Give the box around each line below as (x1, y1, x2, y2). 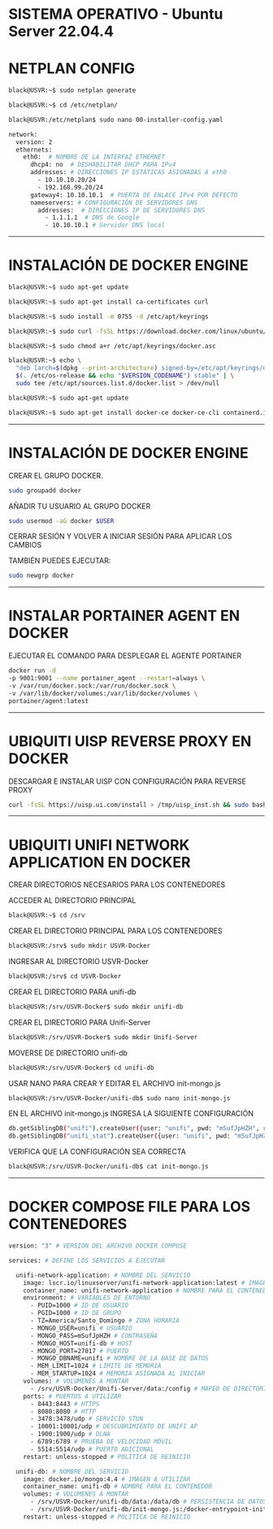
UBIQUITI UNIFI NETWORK (8, 836, 190, 854)
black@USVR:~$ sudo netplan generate (8, 86, 136, 94)
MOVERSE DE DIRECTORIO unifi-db (8, 1047, 128, 1058)
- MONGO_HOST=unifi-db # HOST (29, 1339, 132, 1348)
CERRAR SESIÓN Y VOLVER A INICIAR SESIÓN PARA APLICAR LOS (8, 531, 232, 541)
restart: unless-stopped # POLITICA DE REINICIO (23, 1513, 191, 1521)
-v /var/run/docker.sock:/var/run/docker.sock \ (8, 681, 176, 690)
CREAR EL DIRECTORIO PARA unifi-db (8, 986, 136, 997)
